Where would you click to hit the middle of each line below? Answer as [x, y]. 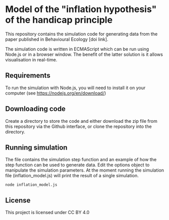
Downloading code [35, 109]
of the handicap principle [59, 20]
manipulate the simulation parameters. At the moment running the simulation [85, 170]
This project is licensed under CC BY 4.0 [47, 212]
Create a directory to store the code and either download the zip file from [81, 121]
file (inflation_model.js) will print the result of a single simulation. [72, 176]
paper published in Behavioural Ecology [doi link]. [57, 39]
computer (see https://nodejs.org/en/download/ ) [56, 93]
